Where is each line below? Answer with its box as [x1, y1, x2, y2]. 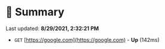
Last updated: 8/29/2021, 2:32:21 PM [5, 25, 99, 32]
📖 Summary [5, 5, 65, 19]
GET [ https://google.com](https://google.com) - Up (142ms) [14, 36, 160, 43]
